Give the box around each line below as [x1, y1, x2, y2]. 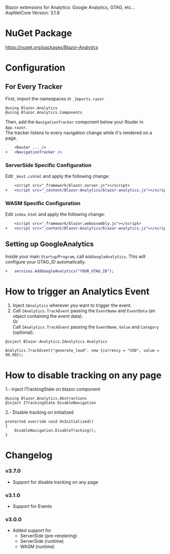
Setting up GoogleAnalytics [5, 240, 94, 248]
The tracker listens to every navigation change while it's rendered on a [5, 129, 152, 136]
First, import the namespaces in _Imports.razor [5, 95, 105, 102]
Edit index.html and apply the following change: [5, 211, 105, 217]
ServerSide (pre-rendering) [20, 533, 77, 539]
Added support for [12, 528, 52, 534]
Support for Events [12, 503, 52, 509]
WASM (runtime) [20, 543, 55, 550]
